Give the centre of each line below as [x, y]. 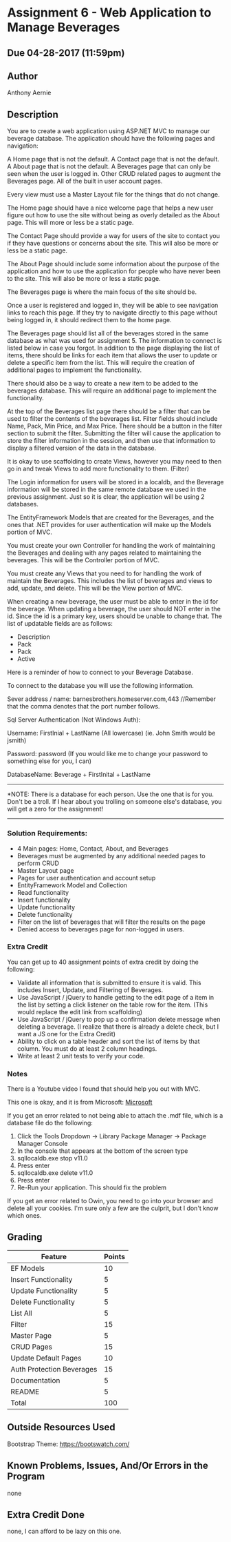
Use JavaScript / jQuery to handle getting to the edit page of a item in [115, 997]
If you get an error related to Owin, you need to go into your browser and [110, 1201]
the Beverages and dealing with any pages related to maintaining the [104, 553]
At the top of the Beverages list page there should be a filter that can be [109, 411]
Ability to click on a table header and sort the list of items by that [108, 1041]
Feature [54, 1256]
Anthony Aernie [29, 93]
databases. [23, 504]
